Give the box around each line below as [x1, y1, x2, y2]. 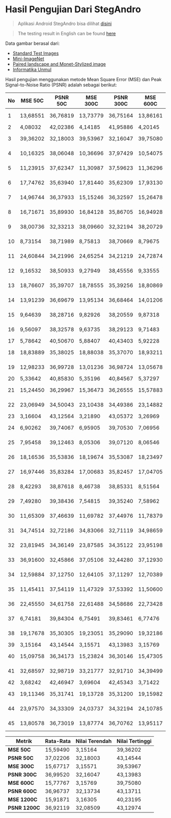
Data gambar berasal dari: [5, 40, 60, 46]
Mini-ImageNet [12, 55, 44, 62]
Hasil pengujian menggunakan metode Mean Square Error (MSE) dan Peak [5, 76, 162, 82]
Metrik [16, 737, 32, 744]
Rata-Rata [45, 737, 71, 744]
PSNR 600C [8, 787, 37, 795]
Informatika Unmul [12, 66, 52, 73]
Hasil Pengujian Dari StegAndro [5, 4, 141, 15]
